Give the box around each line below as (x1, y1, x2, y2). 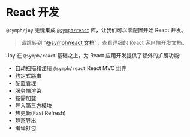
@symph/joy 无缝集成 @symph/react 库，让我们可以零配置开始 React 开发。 (6, 26, 187, 34)
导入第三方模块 (14, 102, 52, 109)
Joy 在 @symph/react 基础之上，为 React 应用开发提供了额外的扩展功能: (6, 51, 181, 59)
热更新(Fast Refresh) (14, 109, 66, 117)
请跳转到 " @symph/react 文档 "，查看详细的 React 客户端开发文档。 (20, 39, 188, 46)
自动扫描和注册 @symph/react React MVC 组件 (14, 64, 127, 72)
